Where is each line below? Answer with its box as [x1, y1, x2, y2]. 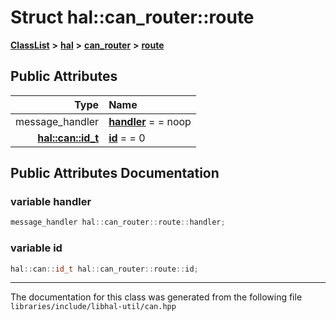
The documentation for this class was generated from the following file [10, 291, 303, 303]
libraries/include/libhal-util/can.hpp [10, 302, 177, 312]
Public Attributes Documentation [10, 165, 220, 182]
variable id [10, 241, 63, 255]
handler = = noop [108, 114, 192, 128]
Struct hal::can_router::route [10, 6, 255, 29]
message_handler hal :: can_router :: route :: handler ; [10, 217, 226, 228]
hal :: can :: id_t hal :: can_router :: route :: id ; [10, 264, 199, 274]
